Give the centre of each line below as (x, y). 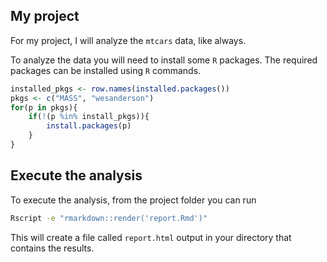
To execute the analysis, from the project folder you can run (133, 200)
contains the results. (52, 248)
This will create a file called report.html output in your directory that (151, 237)
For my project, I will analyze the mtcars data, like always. (128, 40)
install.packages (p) (89, 126)
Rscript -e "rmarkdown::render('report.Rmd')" (109, 218)
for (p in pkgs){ (44, 107)
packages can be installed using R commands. (106, 70)
